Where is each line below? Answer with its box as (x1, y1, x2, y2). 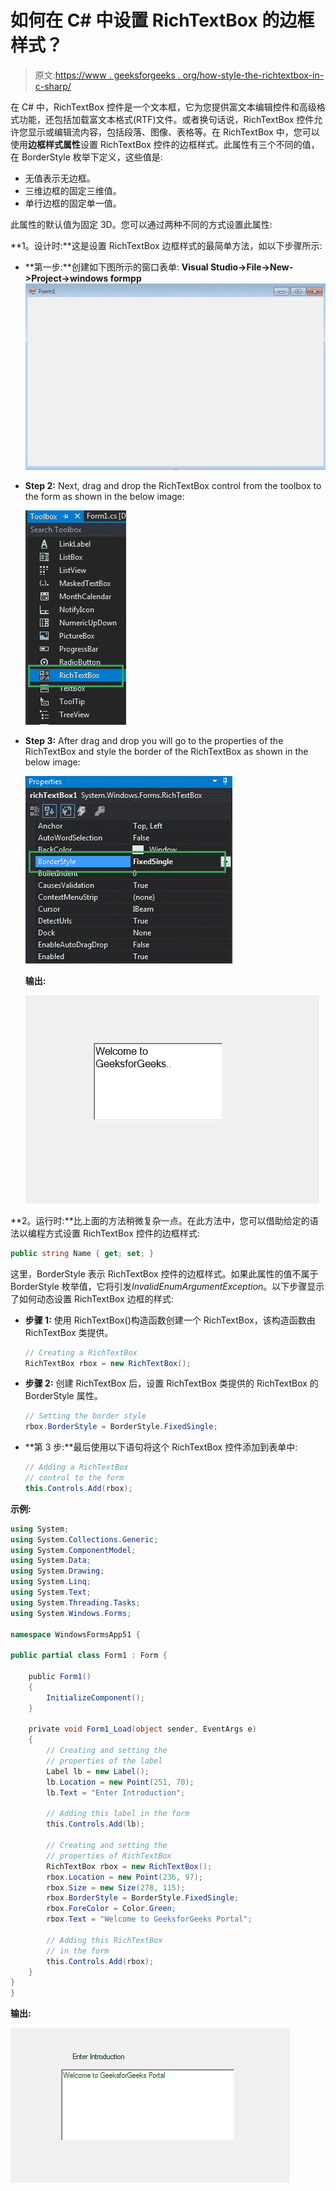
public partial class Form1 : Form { (10, 1651, 168, 1661)
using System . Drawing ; (10, 1566, 105, 1576)
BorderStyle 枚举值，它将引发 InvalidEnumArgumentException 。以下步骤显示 (10, 1280, 325, 1292)
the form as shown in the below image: (24, 490, 185, 502)
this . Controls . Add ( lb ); (46, 1819, 145, 1830)
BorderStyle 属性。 (24, 1390, 103, 1402)
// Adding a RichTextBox (24, 1462, 129, 1473)
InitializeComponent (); (46, 1692, 145, 1703)
